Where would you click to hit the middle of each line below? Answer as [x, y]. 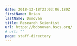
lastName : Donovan [23, 18]
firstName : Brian [23, 14]
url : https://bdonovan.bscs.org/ [39, 27]
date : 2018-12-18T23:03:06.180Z [38, 9]
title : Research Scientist [32, 23]
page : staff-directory [28, 36]
